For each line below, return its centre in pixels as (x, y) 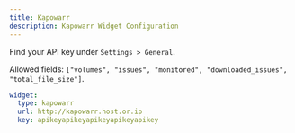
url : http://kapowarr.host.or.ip (80, 112)
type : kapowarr (46, 103)
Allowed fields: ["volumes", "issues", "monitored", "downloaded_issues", (148, 69)
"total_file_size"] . (47, 78)
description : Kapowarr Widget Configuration (94, 26)
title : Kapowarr (40, 18)
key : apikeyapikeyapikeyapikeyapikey (88, 120)
